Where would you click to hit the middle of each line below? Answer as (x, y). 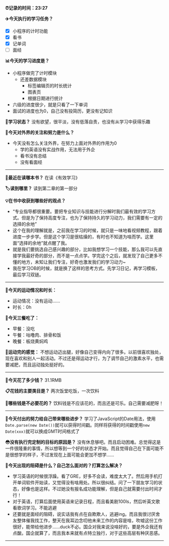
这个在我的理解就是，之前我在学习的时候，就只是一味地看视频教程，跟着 (87, 231)
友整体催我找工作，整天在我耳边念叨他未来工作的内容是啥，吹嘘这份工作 (87, 521)
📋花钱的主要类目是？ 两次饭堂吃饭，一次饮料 (52, 391)
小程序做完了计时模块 (34, 73)
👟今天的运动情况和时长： (31, 290)
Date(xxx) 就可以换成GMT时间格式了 (43, 431)
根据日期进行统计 (45, 99)
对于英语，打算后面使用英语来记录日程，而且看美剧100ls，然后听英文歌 (86, 502)
